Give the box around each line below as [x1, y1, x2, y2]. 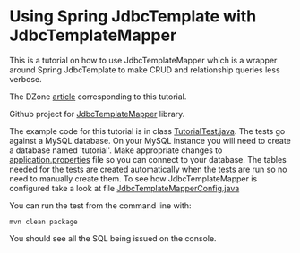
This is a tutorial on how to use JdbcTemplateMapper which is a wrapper [9, 55, 278, 65]
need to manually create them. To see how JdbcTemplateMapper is [9, 173, 258, 184]
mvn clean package [9, 217, 78, 226]
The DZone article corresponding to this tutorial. [9, 91, 187, 102]
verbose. [9, 73, 42, 84]
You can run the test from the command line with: [9, 199, 192, 211]
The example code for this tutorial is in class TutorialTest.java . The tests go [9, 125, 286, 136]
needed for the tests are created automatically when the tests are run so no [9, 164, 287, 174]
